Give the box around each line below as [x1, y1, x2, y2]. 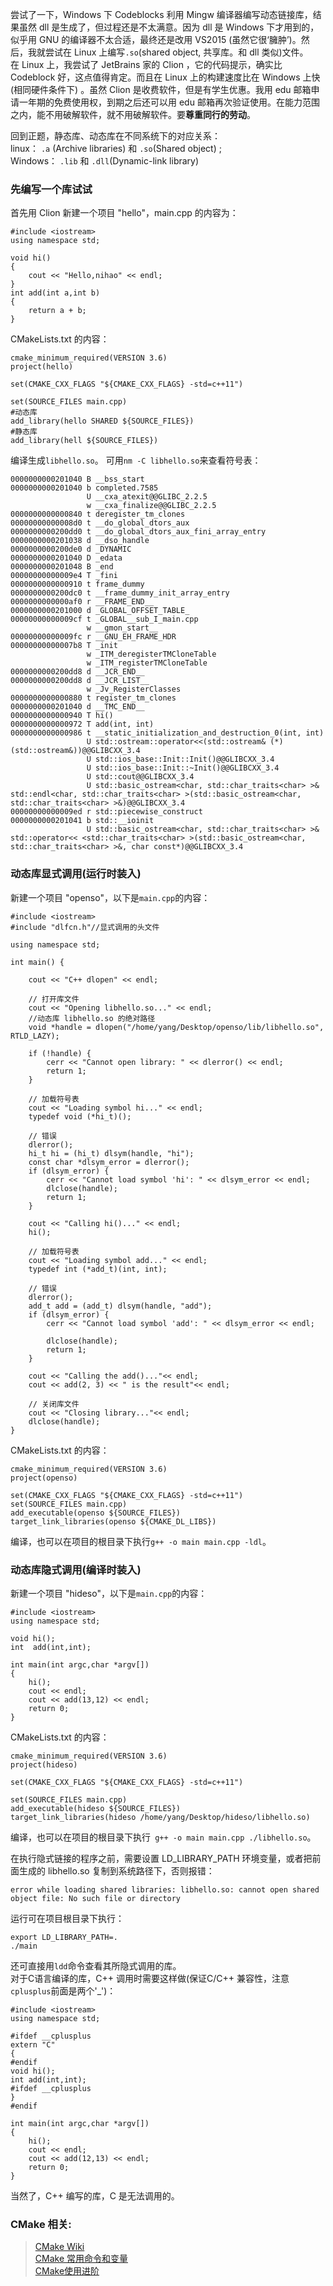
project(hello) [10, 362, 74, 372]
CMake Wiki [34, 2241, 85, 2253]
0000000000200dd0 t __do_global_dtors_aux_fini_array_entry [10, 527, 267, 537]
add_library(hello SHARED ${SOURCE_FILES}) [10, 416, 195, 427]
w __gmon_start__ [86, 623, 159, 633]
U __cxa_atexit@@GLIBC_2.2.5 [86, 492, 208, 502]
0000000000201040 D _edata [10, 553, 123, 563]
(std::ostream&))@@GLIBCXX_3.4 [10, 746, 141, 756]
